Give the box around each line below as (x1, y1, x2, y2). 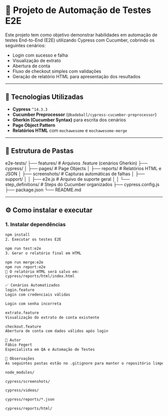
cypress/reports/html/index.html (5, 273, 75, 279)
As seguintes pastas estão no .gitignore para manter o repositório (5, 361, 151, 366)
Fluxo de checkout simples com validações (12, 68, 101, 74)
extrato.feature (5, 310, 39, 315)
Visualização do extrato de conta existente (5, 315, 99, 320)
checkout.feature (5, 324, 41, 329)
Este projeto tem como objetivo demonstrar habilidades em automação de (5, 32, 157, 38)
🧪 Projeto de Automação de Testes (5, 5, 151, 16)
